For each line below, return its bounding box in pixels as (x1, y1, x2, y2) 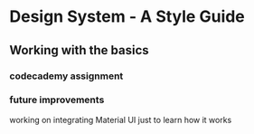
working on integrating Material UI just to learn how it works (9, 114, 232, 125)
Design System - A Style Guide (9, 6, 246, 27)
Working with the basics (9, 43, 149, 58)
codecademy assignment (9, 70, 124, 82)
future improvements (9, 93, 105, 106)
